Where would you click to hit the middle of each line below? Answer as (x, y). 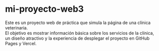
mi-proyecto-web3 (45, 9)
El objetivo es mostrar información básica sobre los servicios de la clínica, (79, 33)
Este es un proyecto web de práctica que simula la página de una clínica (78, 23)
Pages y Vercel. (21, 43)
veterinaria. (16, 27)
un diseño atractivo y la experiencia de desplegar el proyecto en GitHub (78, 38)
